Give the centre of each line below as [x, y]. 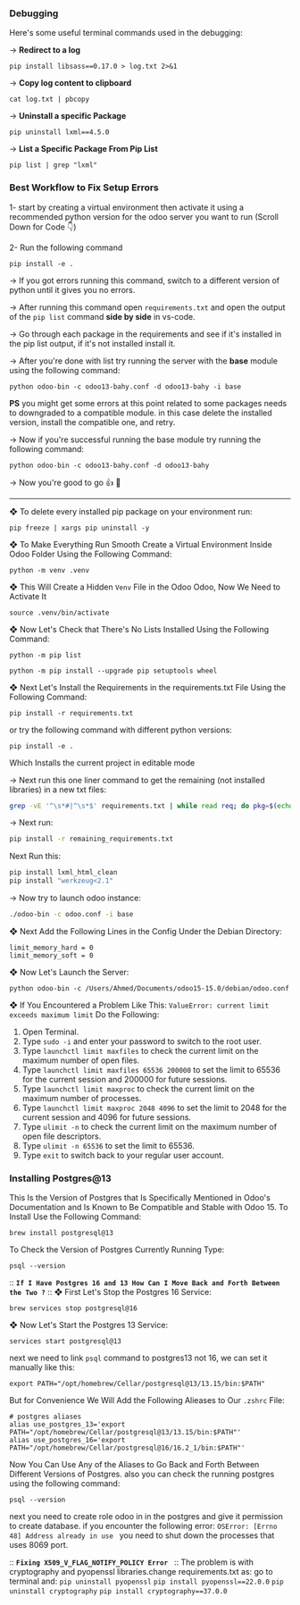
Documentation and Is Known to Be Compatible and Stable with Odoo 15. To [149, 1208]
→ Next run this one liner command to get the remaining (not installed [137, 780]
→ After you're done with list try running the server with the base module [144, 361]
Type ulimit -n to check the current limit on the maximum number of [150, 1126]
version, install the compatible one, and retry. [92, 422]
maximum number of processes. [82, 1098]
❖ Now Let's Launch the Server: [69, 972]
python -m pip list [46, 655]
